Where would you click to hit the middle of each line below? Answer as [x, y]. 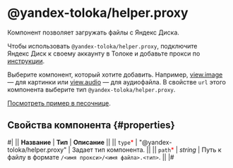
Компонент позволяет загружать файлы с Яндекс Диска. [94, 32]
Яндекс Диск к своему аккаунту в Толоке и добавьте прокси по [104, 53]
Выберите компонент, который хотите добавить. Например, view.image [115, 75]
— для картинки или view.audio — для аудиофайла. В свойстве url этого [116, 82]
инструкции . [26, 60]
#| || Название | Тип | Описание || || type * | [72, 142]
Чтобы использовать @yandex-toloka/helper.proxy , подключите [102, 46]
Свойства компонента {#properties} [91, 125]
